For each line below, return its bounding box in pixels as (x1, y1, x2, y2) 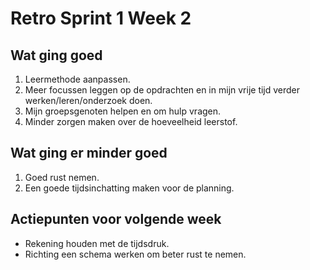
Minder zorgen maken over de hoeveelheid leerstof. (24, 116, 238, 127)
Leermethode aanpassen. (24, 73, 131, 85)
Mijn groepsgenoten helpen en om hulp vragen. (24, 105, 222, 117)
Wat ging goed (10, 47, 103, 64)
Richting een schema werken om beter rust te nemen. (24, 248, 247, 260)
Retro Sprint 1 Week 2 (10, 7, 192, 30)
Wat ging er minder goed (10, 145, 168, 162)
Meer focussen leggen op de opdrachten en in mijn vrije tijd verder (24, 84, 301, 96)
